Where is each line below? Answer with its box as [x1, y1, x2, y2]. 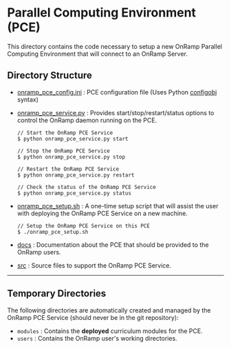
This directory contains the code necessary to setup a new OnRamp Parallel [7, 42, 222, 50]
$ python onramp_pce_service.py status [16, 190, 132, 197]
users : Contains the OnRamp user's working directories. [16, 334, 177, 342]
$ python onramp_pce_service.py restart [16, 171, 135, 179]
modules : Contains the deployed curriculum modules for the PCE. [16, 326, 203, 335]
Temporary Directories [7, 288, 107, 299]
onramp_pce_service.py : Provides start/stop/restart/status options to [16, 108, 214, 117]
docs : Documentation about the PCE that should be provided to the [16, 240, 209, 249]
